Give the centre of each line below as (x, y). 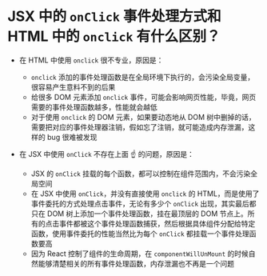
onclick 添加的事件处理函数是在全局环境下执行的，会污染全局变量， (143, 77)
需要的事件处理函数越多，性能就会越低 (94, 107)
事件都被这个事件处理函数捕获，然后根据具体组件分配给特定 (157, 223)
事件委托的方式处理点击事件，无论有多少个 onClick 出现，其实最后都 (143, 203)
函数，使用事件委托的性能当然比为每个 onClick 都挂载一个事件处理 (140, 234)
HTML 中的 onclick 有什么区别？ (114, 36)
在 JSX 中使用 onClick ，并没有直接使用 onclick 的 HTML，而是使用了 (145, 194)
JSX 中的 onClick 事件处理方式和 (114, 16)
